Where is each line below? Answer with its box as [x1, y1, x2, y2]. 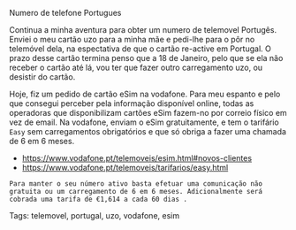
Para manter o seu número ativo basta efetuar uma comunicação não [9, 180, 263, 188]
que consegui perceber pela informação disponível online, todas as [9, 98, 254, 109]
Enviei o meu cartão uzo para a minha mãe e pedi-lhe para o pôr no [9, 34, 255, 44]
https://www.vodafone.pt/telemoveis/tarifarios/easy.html [21, 163, 229, 172]
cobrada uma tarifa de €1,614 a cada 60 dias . [9, 195, 188, 203]
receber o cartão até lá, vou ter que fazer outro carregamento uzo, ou [9, 62, 263, 73]
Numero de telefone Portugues [9, 8, 122, 18]
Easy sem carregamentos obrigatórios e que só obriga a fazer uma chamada [9, 126, 287, 136]
